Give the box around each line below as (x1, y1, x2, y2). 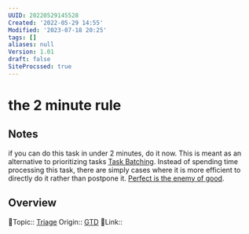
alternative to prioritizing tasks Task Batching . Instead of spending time (8, 156, 238, 166)
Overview (8, 196, 57, 210)
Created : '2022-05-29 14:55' (8, 19, 104, 27)
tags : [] (8, 33, 37, 42)
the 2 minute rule (8, 96, 122, 114)
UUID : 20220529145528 (8, 11, 79, 20)
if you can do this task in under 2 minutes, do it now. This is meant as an (8, 148, 242, 158)
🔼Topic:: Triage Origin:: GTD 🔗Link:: (8, 217, 123, 226)
